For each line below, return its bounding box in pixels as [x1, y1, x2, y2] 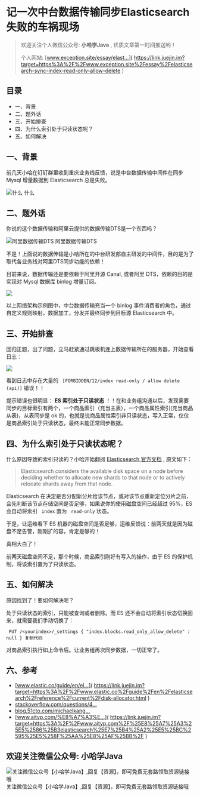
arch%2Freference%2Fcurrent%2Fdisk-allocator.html [14, 694, 147, 702]
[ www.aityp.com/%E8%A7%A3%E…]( [14, 713, 109, 720]
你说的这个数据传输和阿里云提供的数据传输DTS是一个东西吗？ [6, 225, 158, 232]
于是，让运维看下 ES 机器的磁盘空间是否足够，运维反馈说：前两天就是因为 [6, 520, 188, 527]
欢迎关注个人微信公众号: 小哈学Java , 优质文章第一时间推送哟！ [20, 41, 177, 48]
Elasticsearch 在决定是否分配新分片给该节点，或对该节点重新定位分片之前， [6, 493, 192, 499]
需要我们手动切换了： [21, 616, 74, 624]
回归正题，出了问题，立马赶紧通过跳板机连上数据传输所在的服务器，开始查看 [6, 346, 194, 353]
